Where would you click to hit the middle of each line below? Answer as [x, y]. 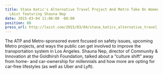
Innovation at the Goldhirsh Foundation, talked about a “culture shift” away [79, 56]
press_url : [16, 27]
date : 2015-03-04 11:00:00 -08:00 [40, 18]
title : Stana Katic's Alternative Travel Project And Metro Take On [76, 9]
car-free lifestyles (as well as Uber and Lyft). [49, 67]
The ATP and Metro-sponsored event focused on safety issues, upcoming [79, 41]
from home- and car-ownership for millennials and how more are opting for [80, 62]
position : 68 [18, 23]
